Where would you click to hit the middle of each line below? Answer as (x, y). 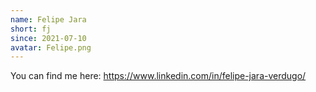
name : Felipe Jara (48, 19)
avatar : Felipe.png (51, 47)
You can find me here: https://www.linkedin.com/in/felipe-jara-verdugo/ (158, 76)
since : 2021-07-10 (48, 38)
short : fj (31, 29)
